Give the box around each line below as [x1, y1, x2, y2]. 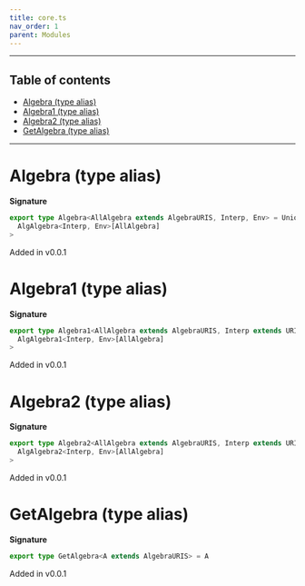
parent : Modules [9, 30, 71, 39]
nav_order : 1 [9, 22, 59, 31]
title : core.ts [9, 13, 67, 23]
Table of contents [9, 72, 111, 87]
